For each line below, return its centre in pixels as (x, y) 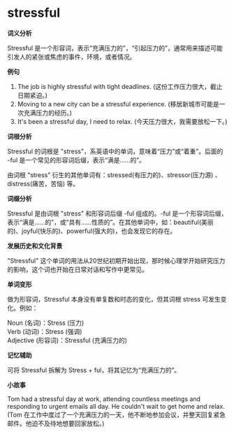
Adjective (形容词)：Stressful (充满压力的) (67, 340)
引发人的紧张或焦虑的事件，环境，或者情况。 (72, 57)
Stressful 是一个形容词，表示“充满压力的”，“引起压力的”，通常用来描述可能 (115, 48)
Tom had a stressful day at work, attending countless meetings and (104, 399)
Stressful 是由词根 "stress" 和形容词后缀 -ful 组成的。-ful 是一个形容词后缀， (117, 213)
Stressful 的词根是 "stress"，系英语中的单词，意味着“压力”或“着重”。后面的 (115, 151)
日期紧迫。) (32, 95)
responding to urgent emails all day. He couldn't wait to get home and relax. (116, 406)
